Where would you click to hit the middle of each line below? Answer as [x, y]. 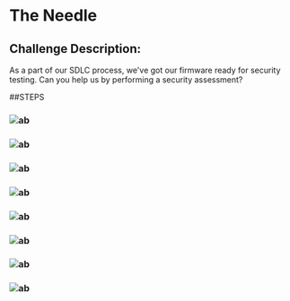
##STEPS [27, 97]
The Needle [53, 16]
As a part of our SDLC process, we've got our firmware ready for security [145, 70]
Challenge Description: [75, 49]
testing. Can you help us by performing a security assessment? [126, 80]
